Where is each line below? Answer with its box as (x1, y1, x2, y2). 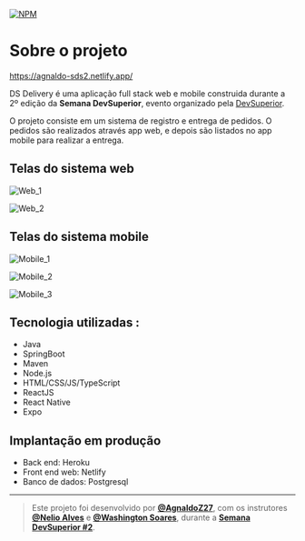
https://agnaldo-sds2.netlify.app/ (9, 70, 133, 81)
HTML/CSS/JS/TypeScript (22, 377, 121, 388)
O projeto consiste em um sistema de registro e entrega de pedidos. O (9, 115, 272, 126)
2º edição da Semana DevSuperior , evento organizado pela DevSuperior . (9, 97, 285, 108)
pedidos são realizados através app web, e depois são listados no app (9, 125, 272, 135)
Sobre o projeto (9, 41, 128, 61)
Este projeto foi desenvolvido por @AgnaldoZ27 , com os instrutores (31, 503, 288, 514)
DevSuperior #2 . (31, 522, 95, 533)
